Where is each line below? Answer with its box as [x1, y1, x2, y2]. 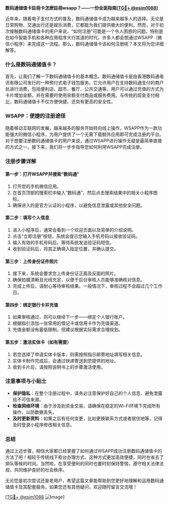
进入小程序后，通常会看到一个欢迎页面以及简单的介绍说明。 [12, 227, 136, 233]
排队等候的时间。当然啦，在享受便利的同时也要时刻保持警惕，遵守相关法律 [5, 461, 159, 467]
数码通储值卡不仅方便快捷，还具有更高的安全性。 [14, 98, 116, 105]
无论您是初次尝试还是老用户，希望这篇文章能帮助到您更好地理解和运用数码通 [5, 478, 164, 484]
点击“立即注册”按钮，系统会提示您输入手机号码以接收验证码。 [12, 233, 140, 239]
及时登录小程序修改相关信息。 [12, 421, 74, 428]
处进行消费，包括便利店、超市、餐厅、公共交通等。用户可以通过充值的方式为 [5, 86, 164, 92]
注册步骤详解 [5, 157, 37, 164]
